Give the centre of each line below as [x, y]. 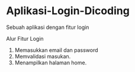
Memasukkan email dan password [57, 50]
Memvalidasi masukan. [43, 56]
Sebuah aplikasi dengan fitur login [48, 27]
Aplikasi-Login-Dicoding [68, 11]
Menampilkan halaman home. [51, 63]
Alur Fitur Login [25, 38]
